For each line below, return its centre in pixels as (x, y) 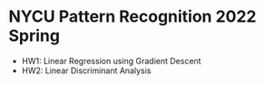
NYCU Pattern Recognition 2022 (132, 17)
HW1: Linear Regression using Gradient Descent (111, 61)
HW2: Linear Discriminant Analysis (86, 71)
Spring (34, 36)
